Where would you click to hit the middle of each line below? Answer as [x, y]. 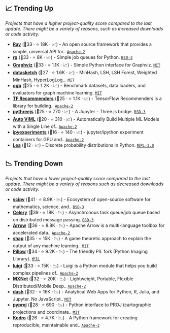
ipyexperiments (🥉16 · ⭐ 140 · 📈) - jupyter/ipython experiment [78, 132]
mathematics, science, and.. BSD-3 [48, 207]
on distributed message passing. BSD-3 [53, 219]
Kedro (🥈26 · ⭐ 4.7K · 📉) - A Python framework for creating [75, 318]
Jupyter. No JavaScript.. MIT [42, 299]
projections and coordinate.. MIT [46, 312]
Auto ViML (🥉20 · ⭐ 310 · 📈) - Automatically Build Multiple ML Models [86, 119]
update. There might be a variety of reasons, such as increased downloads [84, 28]
